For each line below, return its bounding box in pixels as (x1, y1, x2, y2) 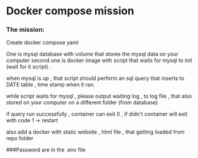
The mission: (6, 26, 45, 34)
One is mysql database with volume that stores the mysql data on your (6, 51, 178, 58)
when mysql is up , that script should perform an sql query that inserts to (6, 75, 184, 82)
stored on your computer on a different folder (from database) (6, 99, 158, 106)
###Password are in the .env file (6, 146, 86, 153)
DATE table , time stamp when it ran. (6, 81, 95, 88)
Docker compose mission (6, 4, 134, 18)
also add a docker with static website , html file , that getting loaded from (6, 128, 185, 135)
